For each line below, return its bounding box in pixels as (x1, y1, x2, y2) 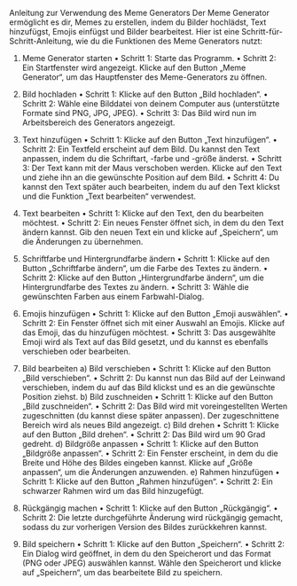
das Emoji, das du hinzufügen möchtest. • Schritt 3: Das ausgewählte (21, 327, 277, 338)
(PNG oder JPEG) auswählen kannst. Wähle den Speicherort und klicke (21, 558, 282, 568)
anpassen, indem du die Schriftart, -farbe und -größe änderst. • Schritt (21, 153, 282, 163)
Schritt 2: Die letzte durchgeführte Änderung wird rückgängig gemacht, (21, 512, 284, 522)
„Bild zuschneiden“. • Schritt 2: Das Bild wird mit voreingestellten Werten (21, 401, 288, 411)
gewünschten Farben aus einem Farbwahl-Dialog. (21, 292, 205, 301)
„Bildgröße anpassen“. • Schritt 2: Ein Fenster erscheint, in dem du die (21, 448, 278, 458)
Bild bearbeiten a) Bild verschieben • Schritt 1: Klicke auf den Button (21, 363, 271, 373)
